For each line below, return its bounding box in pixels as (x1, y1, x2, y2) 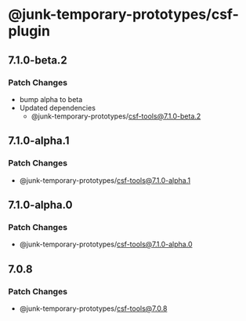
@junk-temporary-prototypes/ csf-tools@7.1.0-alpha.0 (19, 239, 193, 249)
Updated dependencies (19, 103, 96, 112)
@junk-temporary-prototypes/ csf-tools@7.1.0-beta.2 (31, 111, 201, 121)
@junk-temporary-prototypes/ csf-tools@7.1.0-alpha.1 (19, 175, 190, 185)
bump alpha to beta (19, 94, 83, 104)
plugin (8, 22, 51, 40)
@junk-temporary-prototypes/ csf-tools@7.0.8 (19, 304, 168, 313)
